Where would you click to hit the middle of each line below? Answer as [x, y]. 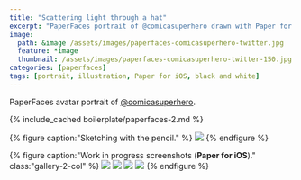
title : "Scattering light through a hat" [88, 18]
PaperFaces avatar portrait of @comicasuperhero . [103, 102]
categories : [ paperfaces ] [58, 68]
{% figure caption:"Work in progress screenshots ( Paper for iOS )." [132, 155]
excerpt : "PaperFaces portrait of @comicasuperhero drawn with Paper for [151, 26]
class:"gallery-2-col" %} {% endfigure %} [109, 166]
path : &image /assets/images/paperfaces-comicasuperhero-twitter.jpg [150, 43]
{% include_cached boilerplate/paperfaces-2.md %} [107, 119]
